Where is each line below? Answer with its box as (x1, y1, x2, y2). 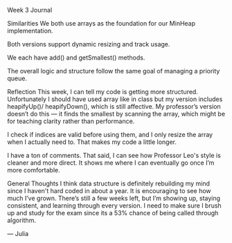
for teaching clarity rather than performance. (7, 117, 135, 125)
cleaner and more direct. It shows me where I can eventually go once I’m (7, 159, 215, 167)
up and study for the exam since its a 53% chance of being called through (7, 209, 219, 217)
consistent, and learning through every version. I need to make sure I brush (7, 201, 222, 210)
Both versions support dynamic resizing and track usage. (7, 40, 170, 48)
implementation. (7, 27, 53, 35)
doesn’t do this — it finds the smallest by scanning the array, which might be (7, 110, 226, 118)
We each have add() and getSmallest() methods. (7, 53, 145, 62)
